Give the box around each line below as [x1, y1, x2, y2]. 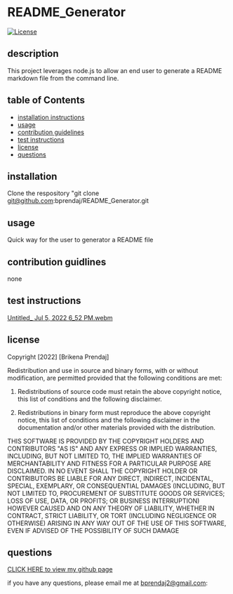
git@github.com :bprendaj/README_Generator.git [7, 197, 149, 205]
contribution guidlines [7, 256, 107, 268]
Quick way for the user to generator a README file [7, 236, 154, 244]
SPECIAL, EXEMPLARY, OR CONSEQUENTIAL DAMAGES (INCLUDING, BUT [7, 482, 226, 490]
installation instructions [17, 113, 85, 121]
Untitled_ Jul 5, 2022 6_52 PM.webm [7, 313, 113, 322]
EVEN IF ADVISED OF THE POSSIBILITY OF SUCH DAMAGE [7, 526, 180, 534]
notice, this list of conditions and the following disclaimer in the [17, 416, 200, 424]
